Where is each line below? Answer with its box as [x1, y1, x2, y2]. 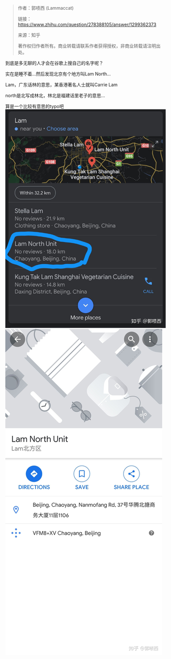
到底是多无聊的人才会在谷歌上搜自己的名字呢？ [5, 60, 103, 66]
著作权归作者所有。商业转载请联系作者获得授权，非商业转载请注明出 [17, 43, 161, 49]
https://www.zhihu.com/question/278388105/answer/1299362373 [17, 21, 157, 28]
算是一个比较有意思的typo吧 [5, 103, 64, 109]
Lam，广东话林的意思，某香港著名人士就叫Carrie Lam [5, 81, 118, 88]
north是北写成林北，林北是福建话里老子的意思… [5, 93, 105, 98]
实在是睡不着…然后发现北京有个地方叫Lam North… [5, 71, 111, 77]
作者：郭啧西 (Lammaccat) [17, 5, 74, 11]
